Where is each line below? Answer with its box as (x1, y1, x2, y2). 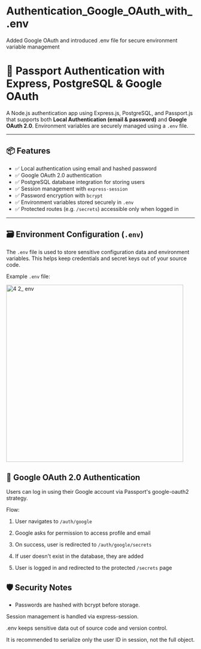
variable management (6, 43, 60, 50)
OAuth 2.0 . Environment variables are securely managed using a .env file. (6, 122, 188, 129)
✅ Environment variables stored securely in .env (14, 198, 134, 206)
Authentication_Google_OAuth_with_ (6, 4, 193, 18)
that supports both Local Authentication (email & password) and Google (6, 116, 187, 123)
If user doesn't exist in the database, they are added (14, 553, 144, 560)
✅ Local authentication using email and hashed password (14, 165, 157, 172)
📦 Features (6, 146, 51, 156)
